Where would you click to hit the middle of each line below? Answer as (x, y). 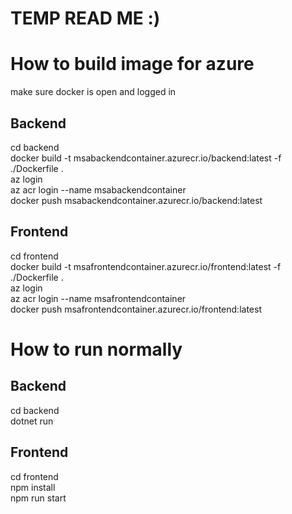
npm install (33, 487)
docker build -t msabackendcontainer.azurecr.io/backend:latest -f (146, 158)
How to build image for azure (132, 64)
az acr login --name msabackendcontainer (98, 189)
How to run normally (96, 349)
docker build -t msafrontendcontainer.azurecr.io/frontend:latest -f (146, 266)
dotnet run (32, 421)
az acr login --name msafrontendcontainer (98, 298)
